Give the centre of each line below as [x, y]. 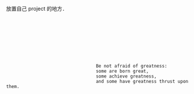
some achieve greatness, [126, 76]
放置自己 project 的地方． [37, 9]
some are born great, [122, 71]
